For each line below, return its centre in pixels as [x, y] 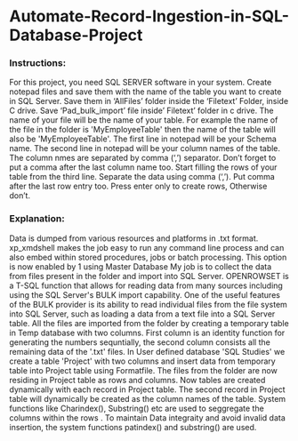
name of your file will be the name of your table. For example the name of [144, 120]
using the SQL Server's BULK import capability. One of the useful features [145, 294]
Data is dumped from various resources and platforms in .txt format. [134, 238]
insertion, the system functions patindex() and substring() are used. [133, 427]
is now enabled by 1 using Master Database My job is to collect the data [141, 266]
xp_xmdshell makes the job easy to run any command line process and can [147, 247]
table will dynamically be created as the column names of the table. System [148, 398]
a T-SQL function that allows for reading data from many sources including [146, 285]
